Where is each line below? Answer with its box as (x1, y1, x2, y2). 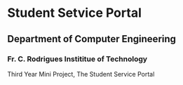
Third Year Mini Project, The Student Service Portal (7, 70, 155, 78)
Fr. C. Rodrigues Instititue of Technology (7, 54, 148, 64)
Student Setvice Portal (7, 5, 142, 21)
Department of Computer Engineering (7, 33, 177, 45)
